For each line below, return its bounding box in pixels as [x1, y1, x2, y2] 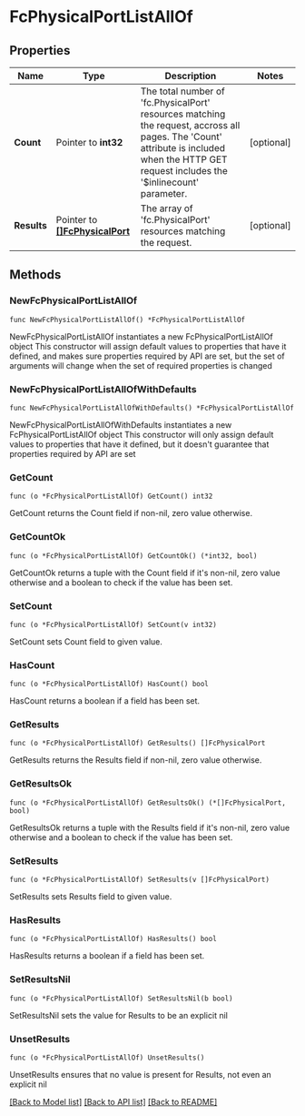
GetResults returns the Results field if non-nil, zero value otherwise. [9, 755, 262, 766]
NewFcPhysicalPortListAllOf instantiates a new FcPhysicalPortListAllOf [9, 330, 274, 342]
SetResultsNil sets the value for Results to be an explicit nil [9, 1009, 229, 1020]
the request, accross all [140, 119, 241, 131]
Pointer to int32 [55, 137, 123, 148]
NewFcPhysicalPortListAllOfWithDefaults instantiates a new [9, 419, 232, 430]
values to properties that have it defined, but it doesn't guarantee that [9, 439, 270, 450]
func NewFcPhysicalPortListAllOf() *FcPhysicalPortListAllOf [9, 315, 246, 324]
